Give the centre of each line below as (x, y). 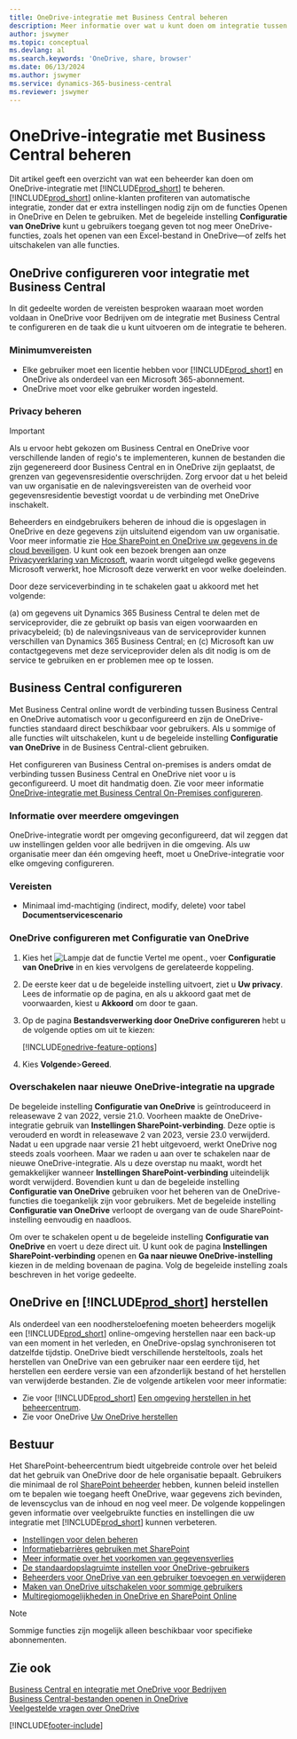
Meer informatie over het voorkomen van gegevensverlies (128, 1559)
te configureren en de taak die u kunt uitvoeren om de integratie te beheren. (148, 327)
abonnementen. (38, 1640)
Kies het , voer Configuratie (149, 957)
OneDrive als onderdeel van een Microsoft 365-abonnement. (133, 379)
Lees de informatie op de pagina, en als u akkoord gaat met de (136, 993)
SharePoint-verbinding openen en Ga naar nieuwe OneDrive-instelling (141, 1255)
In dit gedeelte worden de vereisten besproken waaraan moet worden (137, 308)
